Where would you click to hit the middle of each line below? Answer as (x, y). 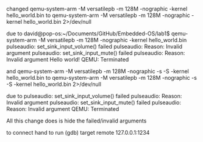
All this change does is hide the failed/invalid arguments (77, 121)
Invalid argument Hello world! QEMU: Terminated (68, 59)
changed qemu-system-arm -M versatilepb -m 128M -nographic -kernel (97, 9)
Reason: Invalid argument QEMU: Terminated (63, 109)
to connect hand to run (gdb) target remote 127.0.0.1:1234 (78, 133)
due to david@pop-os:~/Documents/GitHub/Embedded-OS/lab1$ (88, 34)
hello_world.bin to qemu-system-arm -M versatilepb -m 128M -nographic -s (101, 78)
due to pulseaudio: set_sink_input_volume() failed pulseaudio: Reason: (94, 96)
